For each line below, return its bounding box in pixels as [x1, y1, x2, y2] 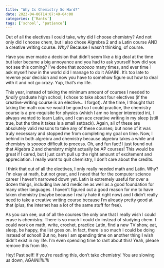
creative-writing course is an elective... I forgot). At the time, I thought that [5, 99, 154, 105]
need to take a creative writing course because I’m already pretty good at [5, 197, 153, 203]
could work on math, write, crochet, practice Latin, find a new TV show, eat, [5, 222, 158, 228]
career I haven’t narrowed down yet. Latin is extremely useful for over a [5, 176, 149, 182]
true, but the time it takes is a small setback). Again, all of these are [5, 120, 140, 126]
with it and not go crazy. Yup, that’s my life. [5, 80, 92, 86]
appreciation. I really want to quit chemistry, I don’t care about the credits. [5, 156, 154, 162]
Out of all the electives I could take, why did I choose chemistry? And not [5, 34, 152, 40]
